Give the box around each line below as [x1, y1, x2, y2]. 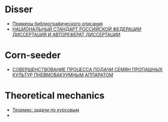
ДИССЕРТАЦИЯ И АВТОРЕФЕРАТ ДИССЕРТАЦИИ [12, 31, 121, 37]
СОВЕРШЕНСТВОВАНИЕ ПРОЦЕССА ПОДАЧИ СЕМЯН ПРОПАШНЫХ [12, 66, 163, 72]
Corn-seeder [5, 50, 61, 61]
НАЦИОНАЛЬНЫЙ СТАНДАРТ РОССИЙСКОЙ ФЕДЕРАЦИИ [12, 26, 141, 32]
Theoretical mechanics [5, 90, 105, 101]
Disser [5, 4, 33, 15]
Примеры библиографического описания [12, 21, 103, 27]
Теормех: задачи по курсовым [12, 107, 80, 113]
